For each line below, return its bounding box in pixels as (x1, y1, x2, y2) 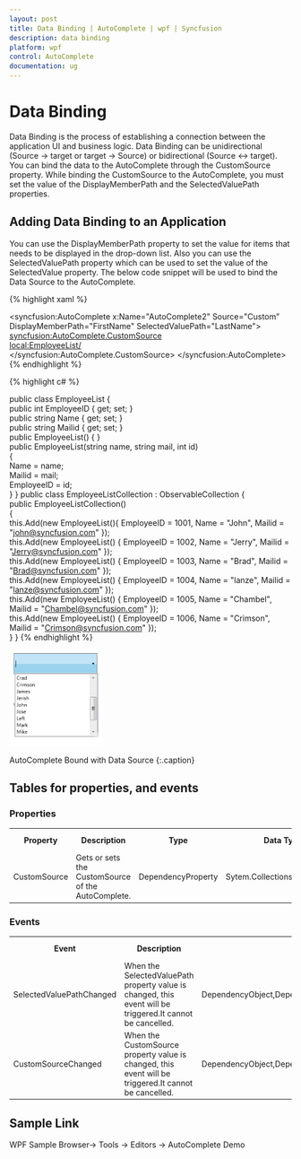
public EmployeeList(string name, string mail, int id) (9, 440, 199, 452)
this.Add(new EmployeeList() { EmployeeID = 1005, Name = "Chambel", (9, 593, 272, 605)
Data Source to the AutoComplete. (9, 276, 136, 287)
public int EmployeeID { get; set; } (9, 403, 133, 414)
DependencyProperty (138, 871, 219, 883)
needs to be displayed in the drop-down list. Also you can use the (9, 248, 252, 258)
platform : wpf (9, 43, 63, 52)
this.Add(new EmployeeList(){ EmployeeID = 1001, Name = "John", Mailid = (9, 517, 285, 528)
